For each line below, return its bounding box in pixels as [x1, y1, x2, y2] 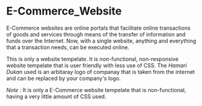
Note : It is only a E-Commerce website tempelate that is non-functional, [6, 86, 186, 93]
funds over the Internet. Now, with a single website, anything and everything [6, 37, 197, 44]
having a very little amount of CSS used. [6, 93, 106, 100]
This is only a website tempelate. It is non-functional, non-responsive [6, 55, 179, 62]
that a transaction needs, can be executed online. [6, 44, 129, 51]
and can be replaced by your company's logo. [6, 75, 121, 82]
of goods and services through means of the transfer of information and [6, 30, 186, 38]
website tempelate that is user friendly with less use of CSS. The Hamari [6, 62, 187, 69]
